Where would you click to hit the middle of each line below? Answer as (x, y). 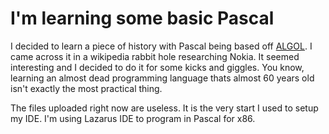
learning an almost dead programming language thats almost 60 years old (162, 78)
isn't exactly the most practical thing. (86, 88)
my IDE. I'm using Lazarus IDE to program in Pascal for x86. (133, 118)
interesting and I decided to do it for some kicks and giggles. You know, (157, 67)
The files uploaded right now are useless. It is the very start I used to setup (164, 108)
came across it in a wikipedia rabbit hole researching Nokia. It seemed (155, 56)
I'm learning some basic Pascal (142, 18)
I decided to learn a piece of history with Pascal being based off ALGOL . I (161, 46)
